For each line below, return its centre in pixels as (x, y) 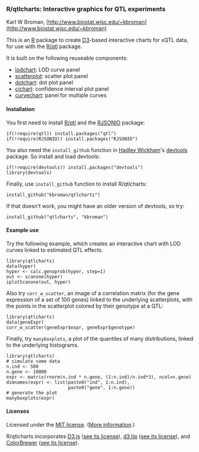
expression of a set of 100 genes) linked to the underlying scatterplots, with (99, 299)
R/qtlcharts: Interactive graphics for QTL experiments (86, 9)
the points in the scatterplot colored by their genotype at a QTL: (85, 306)
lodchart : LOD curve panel (47, 70)
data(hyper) (21, 266)
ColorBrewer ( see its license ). (43, 442)
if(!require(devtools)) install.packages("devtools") (75, 167)
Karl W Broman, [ (27, 22)
